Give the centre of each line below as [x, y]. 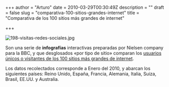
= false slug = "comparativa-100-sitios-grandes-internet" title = [72, 13]
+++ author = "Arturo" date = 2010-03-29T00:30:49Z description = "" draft [85, 7]
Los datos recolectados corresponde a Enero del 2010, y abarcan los [78, 68]
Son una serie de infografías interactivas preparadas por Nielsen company [84, 48]
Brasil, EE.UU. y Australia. [32, 79]
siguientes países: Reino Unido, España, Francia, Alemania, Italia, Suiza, [81, 74]
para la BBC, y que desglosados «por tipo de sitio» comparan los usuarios [83, 53]
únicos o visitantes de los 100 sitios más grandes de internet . [70, 59]
